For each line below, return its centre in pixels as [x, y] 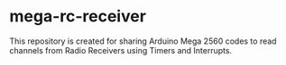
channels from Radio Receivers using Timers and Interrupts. [121, 50]
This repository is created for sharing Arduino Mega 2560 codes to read [143, 41]
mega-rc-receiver [78, 16]
